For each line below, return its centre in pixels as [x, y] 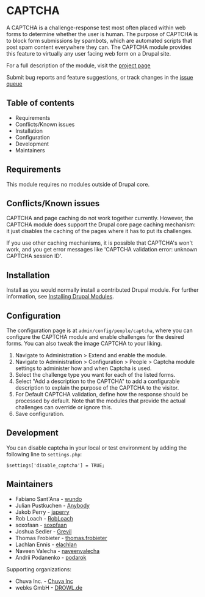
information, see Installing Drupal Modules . [60, 297]
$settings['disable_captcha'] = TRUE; [56, 465]
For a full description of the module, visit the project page [78, 65]
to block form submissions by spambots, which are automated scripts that [99, 40]
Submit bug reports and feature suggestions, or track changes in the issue [100, 77]
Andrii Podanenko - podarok [51, 557]
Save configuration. [40, 414]
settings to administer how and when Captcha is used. [83, 368]
